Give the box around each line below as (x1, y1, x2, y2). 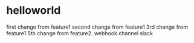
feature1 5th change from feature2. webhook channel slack (6, 29, 153, 36)
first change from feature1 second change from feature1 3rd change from (6, 23, 189, 30)
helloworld (6, 4, 61, 17)
